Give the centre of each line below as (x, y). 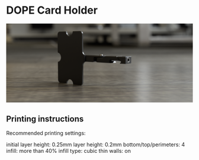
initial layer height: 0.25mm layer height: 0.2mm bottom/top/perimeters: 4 (96, 145)
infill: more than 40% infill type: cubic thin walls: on (69, 151)
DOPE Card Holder (52, 10)
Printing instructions (45, 119)
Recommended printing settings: (46, 133)
